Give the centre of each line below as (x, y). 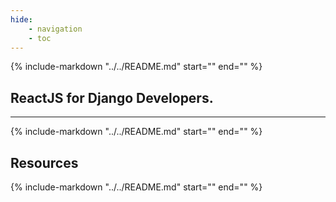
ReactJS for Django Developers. (112, 97)
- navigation (55, 29)
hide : (21, 19)
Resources (44, 162)
